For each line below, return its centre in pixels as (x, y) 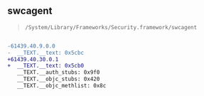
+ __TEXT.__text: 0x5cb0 (45, 66)
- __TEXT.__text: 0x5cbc (45, 53)
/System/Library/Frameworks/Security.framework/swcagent (111, 27)
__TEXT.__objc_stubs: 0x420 (58, 79)
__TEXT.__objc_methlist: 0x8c (61, 86)
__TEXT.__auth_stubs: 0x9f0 (58, 73)
